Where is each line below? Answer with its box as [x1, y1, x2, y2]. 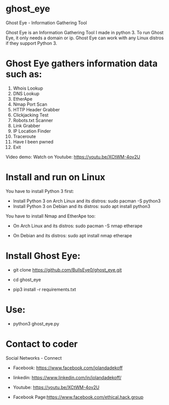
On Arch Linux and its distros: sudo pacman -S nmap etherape [13, 223, 143, 229]
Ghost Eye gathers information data [6, 58, 158, 70]
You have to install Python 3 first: [6, 188, 74, 194]
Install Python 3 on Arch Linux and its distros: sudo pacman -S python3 [13, 197, 161, 204]
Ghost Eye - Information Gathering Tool [6, 20, 87, 26]
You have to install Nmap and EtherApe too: [6, 213, 96, 219]
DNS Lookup [13, 90, 40, 96]
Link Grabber [13, 122, 41, 128]
